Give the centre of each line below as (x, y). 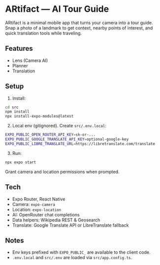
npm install (17, 112)
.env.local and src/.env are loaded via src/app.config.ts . (72, 258)
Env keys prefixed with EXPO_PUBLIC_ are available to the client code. (81, 252)
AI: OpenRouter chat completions (46, 214)
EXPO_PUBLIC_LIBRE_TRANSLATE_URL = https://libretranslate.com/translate (80, 144)
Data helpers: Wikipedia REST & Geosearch (56, 220)
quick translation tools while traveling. (44, 33)
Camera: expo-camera (34, 204)
